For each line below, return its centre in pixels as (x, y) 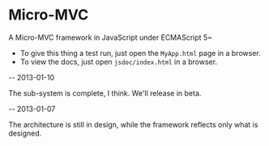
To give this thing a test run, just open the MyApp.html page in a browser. (140, 53)
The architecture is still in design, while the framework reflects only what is (133, 124)
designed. (25, 133)
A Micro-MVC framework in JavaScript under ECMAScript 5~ (111, 37)
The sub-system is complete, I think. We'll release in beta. (105, 93)
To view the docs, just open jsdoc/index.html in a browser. (118, 62)
